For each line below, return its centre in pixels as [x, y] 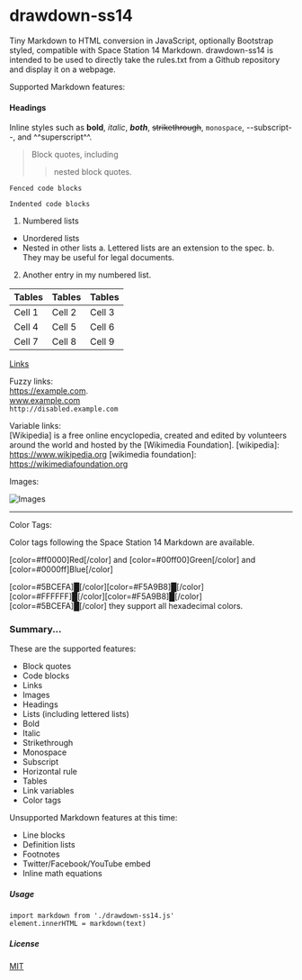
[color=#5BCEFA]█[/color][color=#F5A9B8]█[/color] [107, 587]
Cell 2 [64, 313]
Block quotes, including [75, 155]
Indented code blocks [50, 204]
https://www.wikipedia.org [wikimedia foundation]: [103, 455]
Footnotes [41, 854]
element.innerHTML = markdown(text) [78, 924]
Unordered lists [51, 239]
